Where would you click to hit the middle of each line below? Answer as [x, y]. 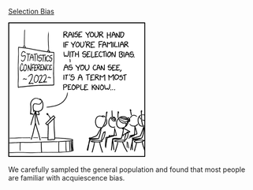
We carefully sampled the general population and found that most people [127, 170]
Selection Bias [32, 11]
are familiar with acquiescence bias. [67, 178]
